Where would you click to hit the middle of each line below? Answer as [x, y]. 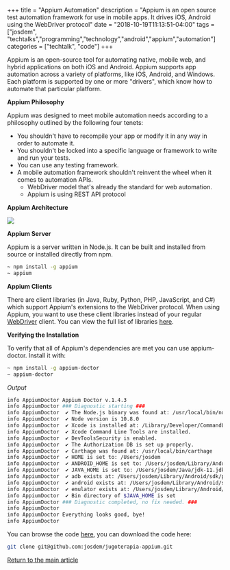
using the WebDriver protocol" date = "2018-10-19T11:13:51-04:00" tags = [111, 24]
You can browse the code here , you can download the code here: [99, 534]
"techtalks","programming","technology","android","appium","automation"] [111, 39]
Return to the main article [43, 560]
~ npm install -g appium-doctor [53, 368]
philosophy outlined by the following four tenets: [75, 122]
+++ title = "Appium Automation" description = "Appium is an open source [112, 10]
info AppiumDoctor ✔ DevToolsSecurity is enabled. [82, 438]
